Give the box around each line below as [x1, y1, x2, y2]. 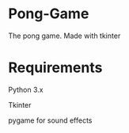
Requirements [8, 59, 103, 77]
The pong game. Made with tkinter [8, 31, 121, 40]
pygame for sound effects [8, 116, 93, 125]
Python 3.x [8, 85, 44, 94]
